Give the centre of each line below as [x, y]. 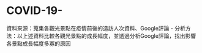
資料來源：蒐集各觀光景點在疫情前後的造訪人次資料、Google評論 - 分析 [96, 28]
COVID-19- [35, 11]
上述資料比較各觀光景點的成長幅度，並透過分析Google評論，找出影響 [109, 36]
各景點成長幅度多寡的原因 [39, 43]
